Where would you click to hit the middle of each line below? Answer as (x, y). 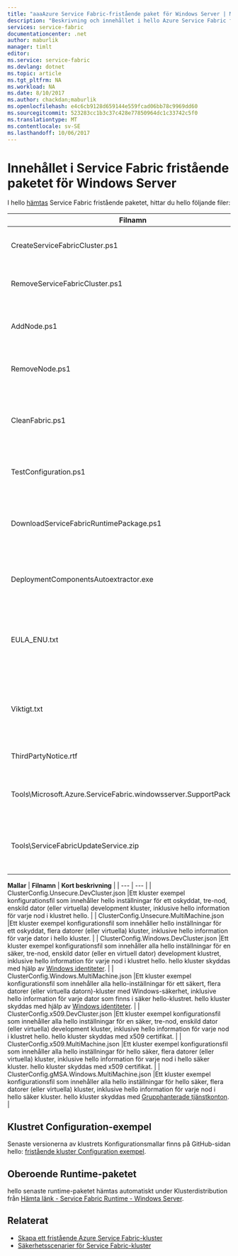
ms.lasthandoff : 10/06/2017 (49, 133)
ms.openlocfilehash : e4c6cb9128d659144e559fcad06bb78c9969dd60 (103, 107)
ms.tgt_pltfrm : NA (34, 80)
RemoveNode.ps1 (41, 369)
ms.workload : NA (31, 87)
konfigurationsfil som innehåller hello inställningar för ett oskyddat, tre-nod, (118, 901)
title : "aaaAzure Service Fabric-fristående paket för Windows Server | (117, 14)
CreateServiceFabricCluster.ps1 (64, 246)
